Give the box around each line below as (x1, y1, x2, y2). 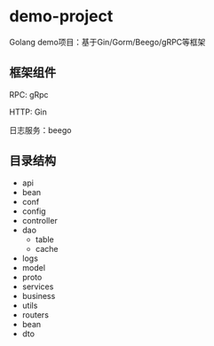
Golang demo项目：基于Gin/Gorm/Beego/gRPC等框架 (9, 36, 206, 47)
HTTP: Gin (9, 106, 47, 117)
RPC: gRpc (9, 89, 49, 99)
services (21, 281, 54, 292)
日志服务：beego (9, 124, 72, 135)
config (21, 206, 46, 216)
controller (21, 215, 58, 225)
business (21, 290, 56, 301)
